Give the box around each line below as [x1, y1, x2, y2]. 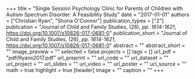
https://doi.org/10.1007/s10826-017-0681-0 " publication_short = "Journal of [6, 30, 187, 37]
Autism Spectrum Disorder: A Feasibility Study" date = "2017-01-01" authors [6, 11, 190, 18]
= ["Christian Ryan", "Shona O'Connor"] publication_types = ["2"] [6, 17, 164, 24]
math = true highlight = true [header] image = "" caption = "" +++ [6, 67, 164, 73]
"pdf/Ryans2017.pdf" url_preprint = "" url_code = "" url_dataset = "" [6, 55, 169, 61]
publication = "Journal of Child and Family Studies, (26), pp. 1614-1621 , [6, 23, 177, 30]
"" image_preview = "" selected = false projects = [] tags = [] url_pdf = [6, 48, 176, 55]
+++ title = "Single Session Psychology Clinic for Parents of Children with [6, 5, 183, 12]
